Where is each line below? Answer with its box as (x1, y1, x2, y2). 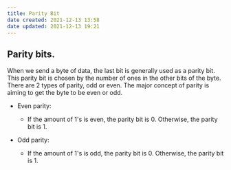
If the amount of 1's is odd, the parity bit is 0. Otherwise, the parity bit (27, 149, 224, 158)
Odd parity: (16, 136, 49, 145)
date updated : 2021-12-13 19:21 (7, 23, 100, 30)
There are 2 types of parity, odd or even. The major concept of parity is (7, 81, 210, 89)
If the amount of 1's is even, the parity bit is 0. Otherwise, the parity (27, 115, 218, 124)
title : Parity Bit (7, 10, 60, 17)
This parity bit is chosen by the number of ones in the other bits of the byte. (7, 74, 221, 83)
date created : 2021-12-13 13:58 (7, 17, 100, 23)
